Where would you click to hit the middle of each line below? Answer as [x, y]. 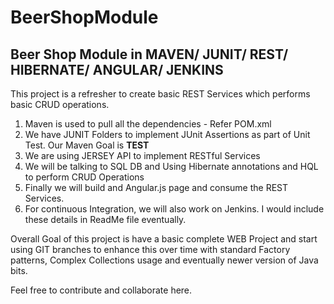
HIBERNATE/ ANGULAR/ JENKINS [117, 69]
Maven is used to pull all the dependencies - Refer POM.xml [148, 124]
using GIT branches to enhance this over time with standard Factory [150, 249]
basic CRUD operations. [60, 104]
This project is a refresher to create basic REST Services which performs [160, 94]
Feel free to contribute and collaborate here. [101, 290]
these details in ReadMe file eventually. [105, 219]
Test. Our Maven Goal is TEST [87, 145]
